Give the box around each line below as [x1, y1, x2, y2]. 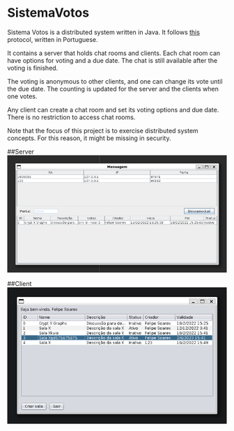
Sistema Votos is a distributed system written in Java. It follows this [7, 28, 201, 36]
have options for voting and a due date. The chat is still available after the [7, 56, 218, 64]
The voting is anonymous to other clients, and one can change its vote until [7, 77, 223, 85]
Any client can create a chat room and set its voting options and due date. [7, 105, 219, 114]
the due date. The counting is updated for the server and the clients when [7, 84, 219, 93]
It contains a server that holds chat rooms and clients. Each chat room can [7, 49, 221, 57]
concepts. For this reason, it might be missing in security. [7, 134, 171, 142]
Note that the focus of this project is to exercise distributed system [7, 126, 198, 135]
